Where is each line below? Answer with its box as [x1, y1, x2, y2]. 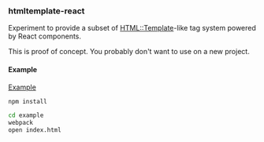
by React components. [8, 31, 81, 41]
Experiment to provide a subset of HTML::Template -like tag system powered [8, 24, 256, 33]
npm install [8, 97, 47, 105]
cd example [8, 111, 44, 119]
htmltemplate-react [8, 5, 85, 16]
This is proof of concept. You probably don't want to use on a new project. [8, 47, 250, 56]
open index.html [8, 126, 61, 134]
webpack [8, 119, 34, 127]
